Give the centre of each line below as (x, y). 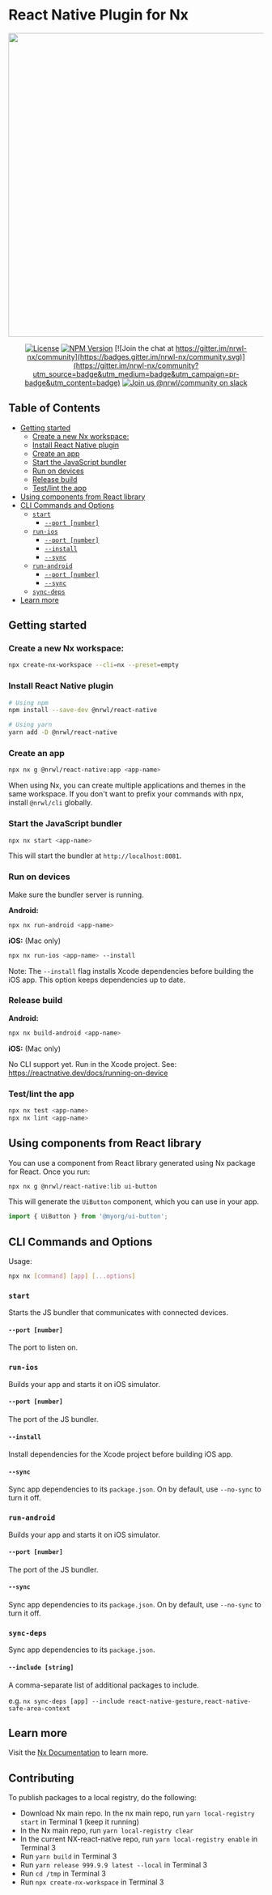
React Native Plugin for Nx (98, 15)
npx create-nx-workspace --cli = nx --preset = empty (94, 665)
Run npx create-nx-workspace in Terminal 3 (92, 1882)
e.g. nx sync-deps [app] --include (67, 1701)
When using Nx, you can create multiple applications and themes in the (127, 785)
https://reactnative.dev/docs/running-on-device (88, 1073)
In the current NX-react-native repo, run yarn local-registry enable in (138, 1839)
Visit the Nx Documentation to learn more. (78, 1752)
